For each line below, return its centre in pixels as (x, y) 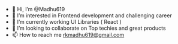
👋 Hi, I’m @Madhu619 (38, 9)
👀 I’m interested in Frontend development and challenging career (92, 15)
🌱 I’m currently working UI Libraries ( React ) (67, 22)
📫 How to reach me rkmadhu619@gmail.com (68, 35)
